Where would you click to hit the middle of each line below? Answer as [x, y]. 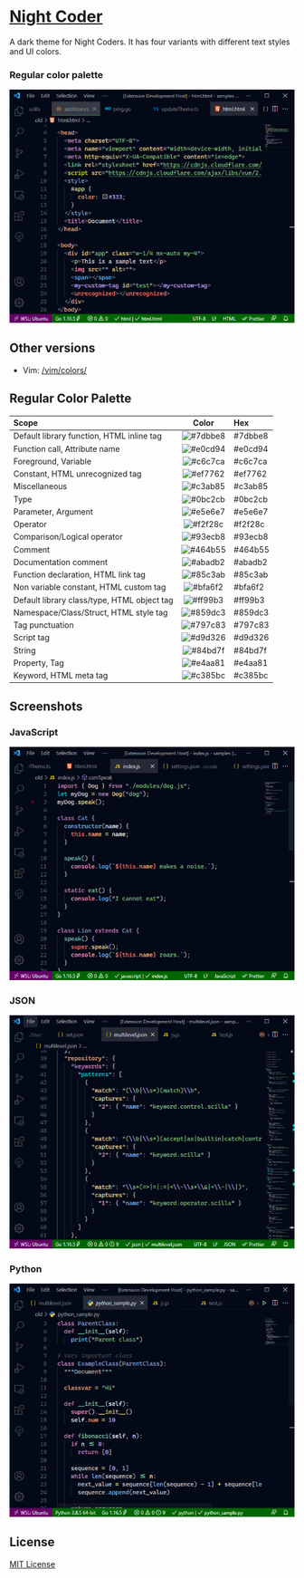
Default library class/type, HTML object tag [93, 600]
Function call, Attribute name [66, 448]
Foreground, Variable [52, 461]
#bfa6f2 [249, 587]
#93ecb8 [251, 537]
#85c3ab [251, 575]
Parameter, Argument [53, 511]
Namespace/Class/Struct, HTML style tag [90, 612]
